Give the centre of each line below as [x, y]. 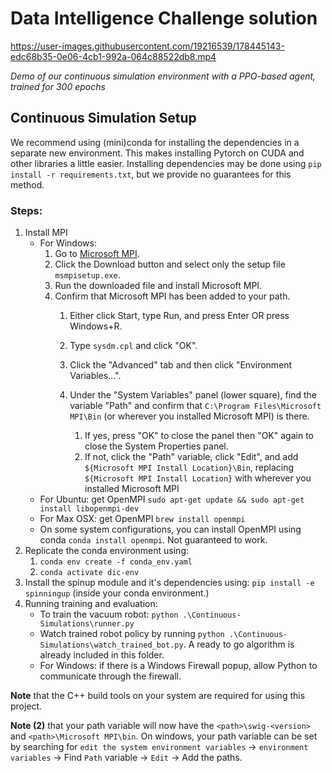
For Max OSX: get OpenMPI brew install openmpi [142, 519]
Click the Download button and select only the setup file [170, 264]
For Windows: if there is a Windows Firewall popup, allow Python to [178, 666]
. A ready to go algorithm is [239, 644]
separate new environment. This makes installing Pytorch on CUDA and [157, 153]
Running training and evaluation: [91, 604]
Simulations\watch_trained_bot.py [111, 645]
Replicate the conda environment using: [107, 551]
